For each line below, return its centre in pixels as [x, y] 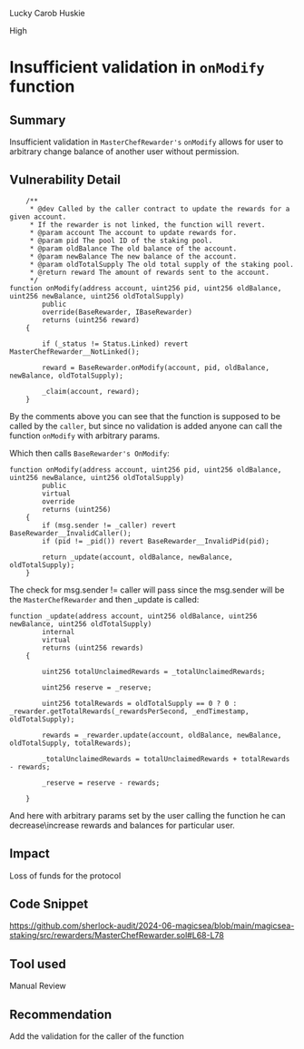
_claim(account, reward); [91, 391]
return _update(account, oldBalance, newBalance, [137, 557]
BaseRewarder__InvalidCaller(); [70, 533]
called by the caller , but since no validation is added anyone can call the [146, 426]
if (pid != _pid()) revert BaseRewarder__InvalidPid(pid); [156, 541]
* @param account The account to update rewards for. [133, 232]
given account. [38, 217]
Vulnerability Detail [65, 180]
